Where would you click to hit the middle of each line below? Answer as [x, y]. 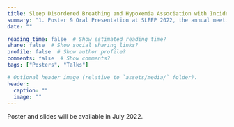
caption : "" [31, 90]
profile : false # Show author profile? [67, 52]
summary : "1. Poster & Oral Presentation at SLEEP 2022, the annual [109, 20]
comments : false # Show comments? [59, 59]
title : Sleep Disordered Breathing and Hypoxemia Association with [107, 14]
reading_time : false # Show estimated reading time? [87, 39]
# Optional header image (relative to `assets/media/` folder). [102, 77]
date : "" [20, 26]
